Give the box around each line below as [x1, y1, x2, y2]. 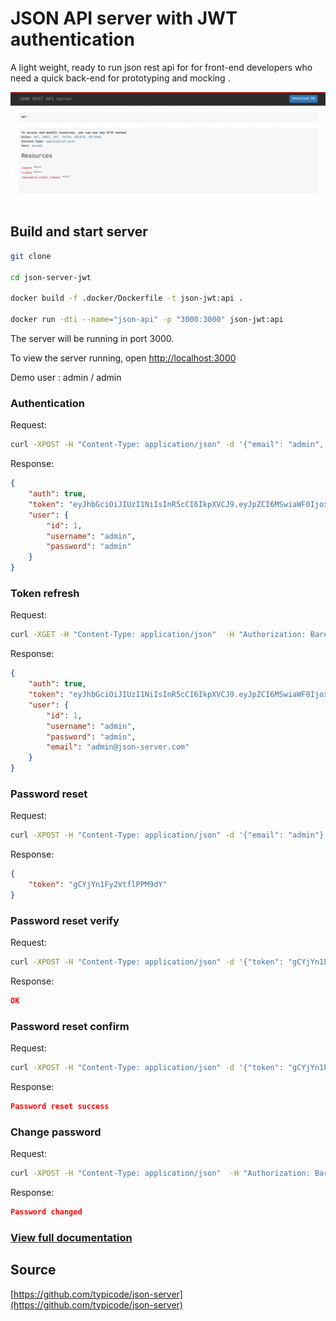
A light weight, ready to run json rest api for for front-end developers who [10, 61, 313, 73]
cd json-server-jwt [10, 272, 92, 282]
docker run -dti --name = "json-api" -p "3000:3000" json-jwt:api [10, 315, 284, 325]
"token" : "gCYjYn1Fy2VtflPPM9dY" [28, 880, 168, 890]
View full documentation [10, 1230, 133, 1244]
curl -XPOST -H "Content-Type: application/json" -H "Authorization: [10, 1168, 311, 1179]
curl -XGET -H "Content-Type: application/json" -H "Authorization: [10, 630, 307, 640]
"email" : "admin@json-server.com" [46, 742, 190, 752]
